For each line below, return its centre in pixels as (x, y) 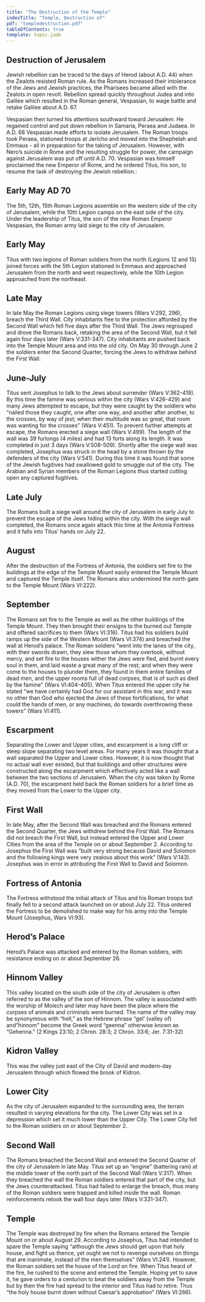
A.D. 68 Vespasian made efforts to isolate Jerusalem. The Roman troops (97, 132)
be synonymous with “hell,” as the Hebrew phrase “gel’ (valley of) (89, 1019)
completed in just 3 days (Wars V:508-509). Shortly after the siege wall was (102, 445)
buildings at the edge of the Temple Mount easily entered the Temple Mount (102, 572)
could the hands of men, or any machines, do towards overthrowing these (99, 704)
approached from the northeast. (47, 279)
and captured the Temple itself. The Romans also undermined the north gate (102, 578)
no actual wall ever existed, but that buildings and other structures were (97, 764)
